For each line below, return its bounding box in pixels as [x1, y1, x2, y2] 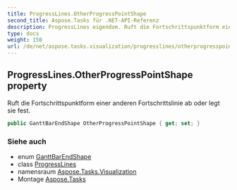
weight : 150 [7, 37, 42, 44]
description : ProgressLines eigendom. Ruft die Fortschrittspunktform [7, 23, 219, 30]
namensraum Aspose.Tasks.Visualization [17, 167, 137, 176]
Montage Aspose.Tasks [17, 175, 86, 183]
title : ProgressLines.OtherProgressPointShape [7, 10, 147, 18]
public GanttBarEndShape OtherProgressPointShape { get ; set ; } [7, 120, 200, 127]
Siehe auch [7, 137, 47, 146]
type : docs [7, 30, 39, 37]
